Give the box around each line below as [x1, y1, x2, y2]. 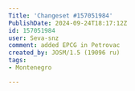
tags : [8, 57, 27, 65]
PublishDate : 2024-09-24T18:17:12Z [8, 19, 128, 27]
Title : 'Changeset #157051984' [8, 11, 113, 20]
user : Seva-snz [8, 34, 59, 42]
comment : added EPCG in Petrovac [8, 42, 121, 49]
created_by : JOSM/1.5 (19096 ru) [8, 49, 121, 57]
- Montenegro [8, 64, 52, 72]
